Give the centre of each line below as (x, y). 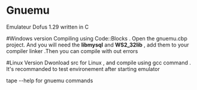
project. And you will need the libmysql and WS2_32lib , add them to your (98, 45)
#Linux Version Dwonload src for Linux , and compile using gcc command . (99, 63)
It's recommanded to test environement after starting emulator (83, 69)
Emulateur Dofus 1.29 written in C (47, 27)
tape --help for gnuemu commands (50, 80)
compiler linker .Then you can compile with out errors (72, 51)
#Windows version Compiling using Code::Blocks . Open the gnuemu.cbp (97, 38)
